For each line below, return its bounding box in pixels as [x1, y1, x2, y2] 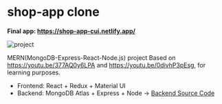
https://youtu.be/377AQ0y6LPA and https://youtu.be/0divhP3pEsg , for [7, 61, 206, 69]
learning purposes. [7, 68, 60, 76]
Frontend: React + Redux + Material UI [16, 81, 126, 90]
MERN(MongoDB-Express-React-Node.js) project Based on [7, 53, 176, 62]
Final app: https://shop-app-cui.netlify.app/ [7, 27, 136, 35]
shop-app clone [7, 4, 100, 20]
